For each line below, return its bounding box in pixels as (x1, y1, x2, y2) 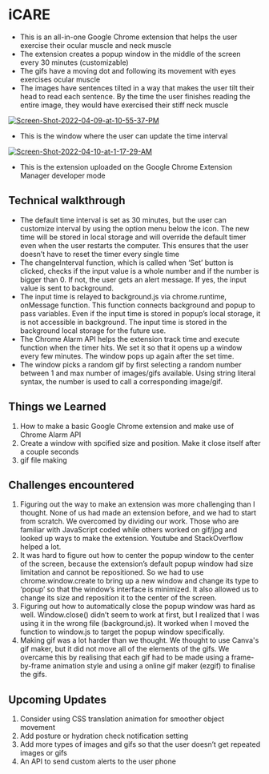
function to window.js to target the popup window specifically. (19, 627, 226, 637)
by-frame (19, 661, 51, 671)
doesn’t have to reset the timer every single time (19, 249, 180, 259)
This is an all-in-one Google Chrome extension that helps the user (19, 32, 238, 42)
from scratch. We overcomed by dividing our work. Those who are (19, 516, 239, 526)
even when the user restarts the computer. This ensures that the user (19, 240, 249, 250)
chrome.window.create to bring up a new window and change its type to (19, 576, 259, 586)
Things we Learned (8, 400, 106, 414)
